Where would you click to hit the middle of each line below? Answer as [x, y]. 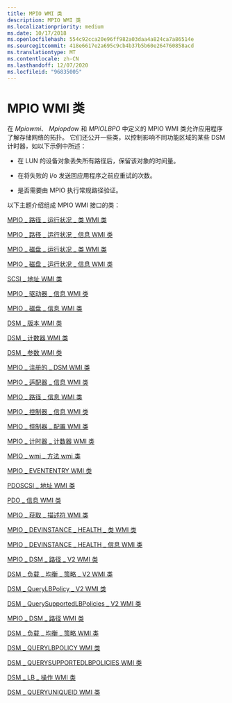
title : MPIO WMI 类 [35, 14]
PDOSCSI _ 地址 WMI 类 [41, 486]
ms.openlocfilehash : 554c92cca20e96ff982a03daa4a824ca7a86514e [101, 40]
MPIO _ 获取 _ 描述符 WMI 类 [48, 515]
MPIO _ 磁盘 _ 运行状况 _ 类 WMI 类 [57, 249]
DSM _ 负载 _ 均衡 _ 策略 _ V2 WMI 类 [60, 574]
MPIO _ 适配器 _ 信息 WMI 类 [48, 382]
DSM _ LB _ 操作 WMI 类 [42, 677]
